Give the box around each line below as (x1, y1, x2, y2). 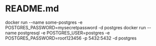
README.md (5, 3, 59, 14)
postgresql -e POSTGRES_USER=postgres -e (17, 30, 110, 36)
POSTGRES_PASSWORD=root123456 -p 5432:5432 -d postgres (5, 35, 137, 41)
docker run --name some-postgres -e (5, 19, 83, 25)
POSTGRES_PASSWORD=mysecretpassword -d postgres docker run (5, 24, 146, 30)
